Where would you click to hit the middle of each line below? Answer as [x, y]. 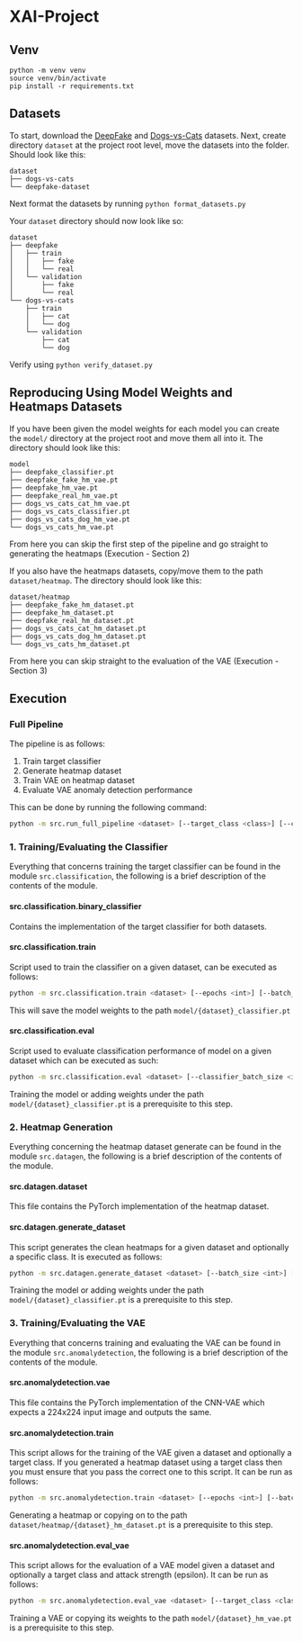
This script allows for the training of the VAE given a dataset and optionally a [151, 1453]
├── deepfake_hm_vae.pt [54, 488]
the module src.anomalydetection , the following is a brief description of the [149, 1352]
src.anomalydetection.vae [60, 1383]
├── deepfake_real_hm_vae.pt [64, 496]
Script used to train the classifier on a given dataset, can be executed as [143, 967]
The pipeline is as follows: [58, 744]
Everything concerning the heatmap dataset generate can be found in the [145, 1147]
